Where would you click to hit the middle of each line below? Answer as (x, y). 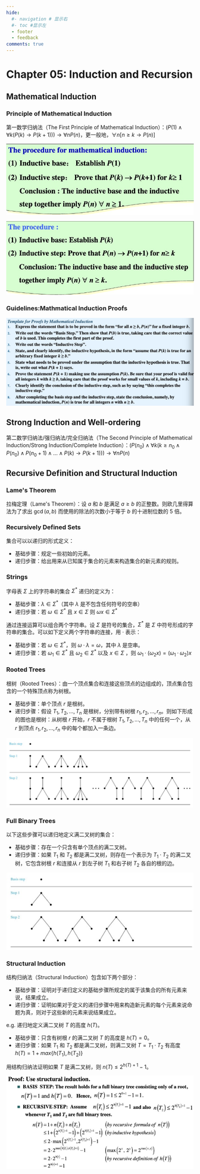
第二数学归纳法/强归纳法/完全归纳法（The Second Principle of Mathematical (99, 438)
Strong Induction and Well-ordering (74, 422)
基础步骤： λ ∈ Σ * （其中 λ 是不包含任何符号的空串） (79, 603)
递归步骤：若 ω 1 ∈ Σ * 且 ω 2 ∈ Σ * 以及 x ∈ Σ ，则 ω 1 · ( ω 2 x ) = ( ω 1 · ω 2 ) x (103, 653)
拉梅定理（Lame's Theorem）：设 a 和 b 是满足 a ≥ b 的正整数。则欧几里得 (97, 504)
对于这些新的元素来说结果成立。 (80, 1012)
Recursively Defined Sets (44, 527)
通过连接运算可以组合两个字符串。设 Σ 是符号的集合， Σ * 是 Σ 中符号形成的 (97, 624)
